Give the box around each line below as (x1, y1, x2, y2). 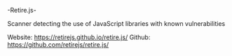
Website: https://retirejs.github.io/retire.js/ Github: (7, 33, 151, 41)
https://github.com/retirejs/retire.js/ (7, 41, 109, 48)
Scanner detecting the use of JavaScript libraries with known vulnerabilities (7, 20, 226, 27)
